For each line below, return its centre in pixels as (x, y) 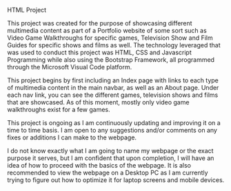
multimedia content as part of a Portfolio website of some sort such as (107, 31)
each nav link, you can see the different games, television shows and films (113, 95)
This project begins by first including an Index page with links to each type (113, 80)
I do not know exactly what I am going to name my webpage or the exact (110, 151)
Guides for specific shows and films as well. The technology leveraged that (114, 45)
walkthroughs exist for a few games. (59, 110)
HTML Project (27, 10)
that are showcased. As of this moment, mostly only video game (98, 102)
